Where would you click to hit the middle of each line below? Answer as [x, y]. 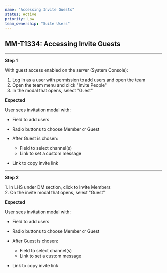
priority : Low [20, 19]
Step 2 [12, 178]
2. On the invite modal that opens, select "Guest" [55, 193]
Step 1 [12, 61]
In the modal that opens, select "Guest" [53, 91]
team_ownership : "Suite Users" [38, 24]
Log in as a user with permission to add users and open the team [79, 80]
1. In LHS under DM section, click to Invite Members [58, 187]
